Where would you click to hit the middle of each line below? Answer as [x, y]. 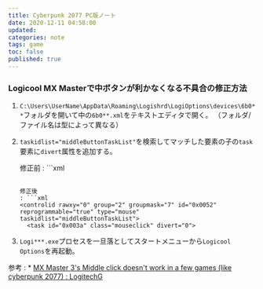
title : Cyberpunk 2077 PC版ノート [62, 15]
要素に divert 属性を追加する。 [68, 152]
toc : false [26, 52]
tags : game [26, 45]
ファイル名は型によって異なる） [71, 125]
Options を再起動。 [49, 251]
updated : [22, 30]
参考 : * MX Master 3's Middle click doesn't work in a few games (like [120, 268]
